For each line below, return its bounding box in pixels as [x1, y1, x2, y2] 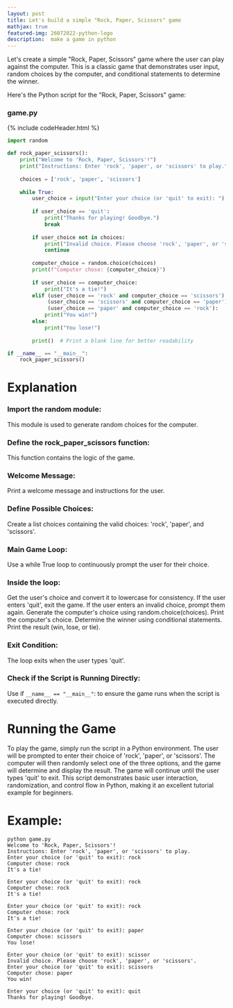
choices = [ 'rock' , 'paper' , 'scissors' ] [19, 175, 141, 183]
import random [7, 137, 49, 145]
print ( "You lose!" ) [44, 324, 101, 331]
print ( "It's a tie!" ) [44, 286, 107, 293]
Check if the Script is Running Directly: [7, 674, 141, 683]
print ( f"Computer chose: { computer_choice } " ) [32, 266, 166, 273]
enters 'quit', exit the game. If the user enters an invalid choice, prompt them [7, 601, 225, 609]
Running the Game [7, 721, 116, 737]
